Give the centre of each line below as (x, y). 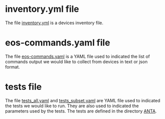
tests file (23, 87)
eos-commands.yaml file (58, 43)
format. (13, 67)
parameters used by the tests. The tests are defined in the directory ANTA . (81, 111)
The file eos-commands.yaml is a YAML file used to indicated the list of (78, 56)
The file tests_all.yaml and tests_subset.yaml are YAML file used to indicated (83, 100)
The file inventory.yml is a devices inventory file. (54, 23)
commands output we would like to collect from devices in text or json (76, 61)
